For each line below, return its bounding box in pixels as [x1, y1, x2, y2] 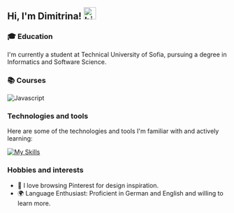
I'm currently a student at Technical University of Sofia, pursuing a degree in [7, 50, 227, 58]
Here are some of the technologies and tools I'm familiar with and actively [7, 127, 219, 136]
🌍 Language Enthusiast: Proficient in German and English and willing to [17, 189, 224, 197]
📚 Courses [7, 75, 47, 85]
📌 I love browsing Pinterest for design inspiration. [17, 181, 159, 189]
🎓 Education [7, 32, 53, 42]
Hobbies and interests [7, 165, 84, 175]
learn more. [17, 199, 51, 207]
